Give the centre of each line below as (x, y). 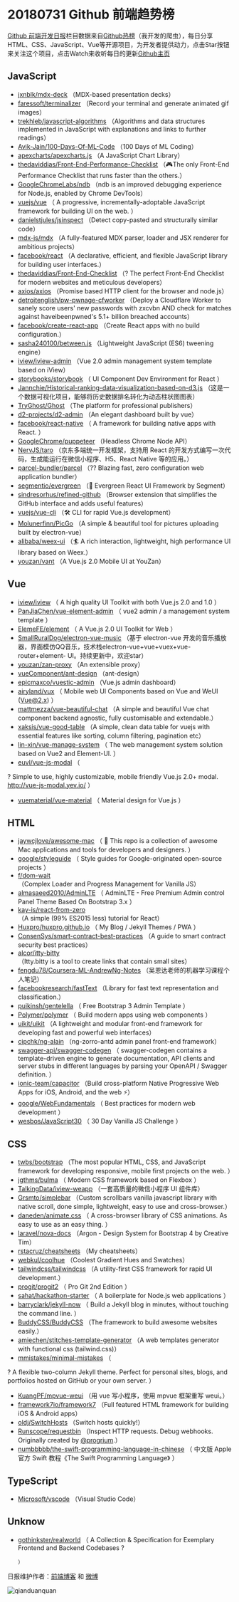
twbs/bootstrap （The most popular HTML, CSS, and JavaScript (112, 1162)
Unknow (26, 1522)
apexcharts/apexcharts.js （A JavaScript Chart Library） (101, 155)
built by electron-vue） (52, 532)
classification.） (41, 997)
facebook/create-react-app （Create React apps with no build (109, 325)
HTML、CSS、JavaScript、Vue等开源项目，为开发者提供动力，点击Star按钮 (118, 44)
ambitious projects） (48, 246)
